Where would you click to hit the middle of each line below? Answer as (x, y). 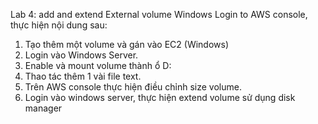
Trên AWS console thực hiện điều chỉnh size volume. (133, 87)
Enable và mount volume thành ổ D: (98, 65)
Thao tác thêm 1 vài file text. (83, 76)
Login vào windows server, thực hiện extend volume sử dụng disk (160, 97)
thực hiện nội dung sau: (59, 25)
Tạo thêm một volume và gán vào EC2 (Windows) (127, 44)
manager (43, 108)
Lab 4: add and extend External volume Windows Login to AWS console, (159, 14)
